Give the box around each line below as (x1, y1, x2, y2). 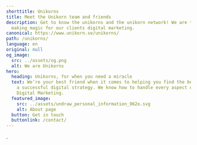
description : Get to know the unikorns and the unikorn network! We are (6, 19, 188, 25)
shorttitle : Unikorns (6, 8, 59, 15)
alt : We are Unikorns (11, 63, 64, 69)
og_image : (6, 52, 30, 58)
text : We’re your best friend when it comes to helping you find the (11, 80, 185, 85)
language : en (6, 42, 38, 47)
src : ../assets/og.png (11, 57, 67, 63)
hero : (6, 68, 19, 74)
